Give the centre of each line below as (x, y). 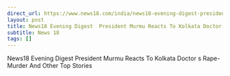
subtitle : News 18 (33, 33)
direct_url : (24, 13)
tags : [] (20, 39)
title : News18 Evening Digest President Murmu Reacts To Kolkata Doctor (115, 26)
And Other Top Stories (61, 66)
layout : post (26, 20)
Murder (17, 66)
